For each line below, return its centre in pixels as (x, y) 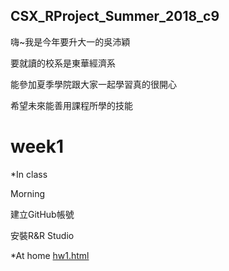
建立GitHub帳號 (42, 214)
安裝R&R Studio (42, 235)
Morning (28, 193)
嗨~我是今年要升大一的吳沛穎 (70, 41)
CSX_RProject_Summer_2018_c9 (115, 16)
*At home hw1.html (50, 255)
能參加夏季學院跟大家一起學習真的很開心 (93, 84)
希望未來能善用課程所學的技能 (71, 105)
